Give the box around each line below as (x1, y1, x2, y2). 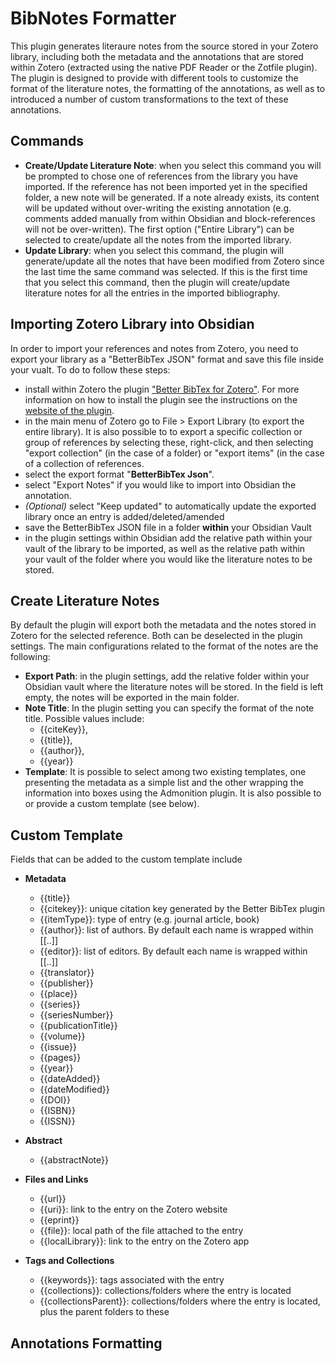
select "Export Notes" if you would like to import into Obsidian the (24, 478, 297, 491)
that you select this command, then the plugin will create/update (24, 276, 290, 288)
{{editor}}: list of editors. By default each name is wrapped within (39, 945, 308, 957)
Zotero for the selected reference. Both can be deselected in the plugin (10, 630, 303, 642)
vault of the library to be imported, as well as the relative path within (24, 542, 306, 554)
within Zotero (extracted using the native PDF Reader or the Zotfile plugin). (10, 61, 318, 73)
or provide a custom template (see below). (24, 798, 200, 810)
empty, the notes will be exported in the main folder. (24, 692, 240, 704)
